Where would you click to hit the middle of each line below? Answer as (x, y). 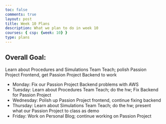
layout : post (19, 19)
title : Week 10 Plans (28, 24)
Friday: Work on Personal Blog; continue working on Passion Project (82, 116)
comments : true (21, 14)
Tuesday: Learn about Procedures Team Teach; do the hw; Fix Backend (85, 89)
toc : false (16, 10)
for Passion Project (32, 95)
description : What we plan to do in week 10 (52, 28)
